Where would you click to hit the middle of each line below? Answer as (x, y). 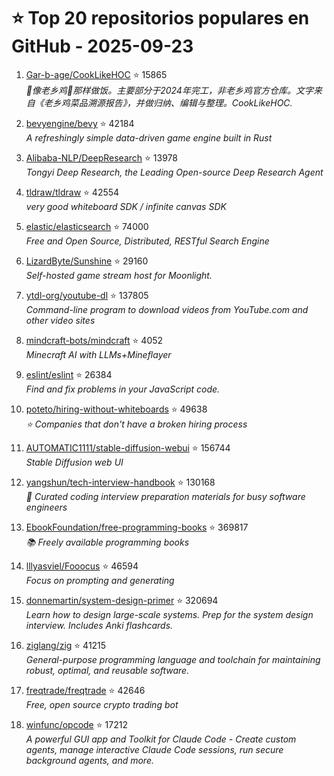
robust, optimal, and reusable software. (107, 670)
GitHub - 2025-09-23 (102, 46)
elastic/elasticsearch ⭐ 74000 (87, 226)
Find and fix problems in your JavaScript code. (123, 389)
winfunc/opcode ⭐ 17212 (76, 724)
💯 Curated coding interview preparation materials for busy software (165, 496)
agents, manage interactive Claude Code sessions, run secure (154, 749)
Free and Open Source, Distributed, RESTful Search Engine (147, 241)
